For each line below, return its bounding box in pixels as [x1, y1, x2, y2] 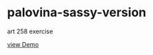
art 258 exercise [7, 27, 54, 35]
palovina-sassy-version [7, 5, 146, 20]
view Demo [7, 40, 39, 48]
